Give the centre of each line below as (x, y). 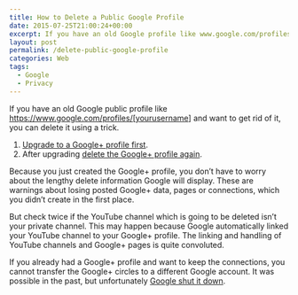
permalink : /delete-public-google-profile (89, 50)
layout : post (33, 42)
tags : (19, 67)
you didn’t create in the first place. (72, 199)
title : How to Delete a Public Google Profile (97, 17)
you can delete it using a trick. (64, 127)
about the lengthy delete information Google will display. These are (132, 180)
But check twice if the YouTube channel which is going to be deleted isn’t (143, 216)
